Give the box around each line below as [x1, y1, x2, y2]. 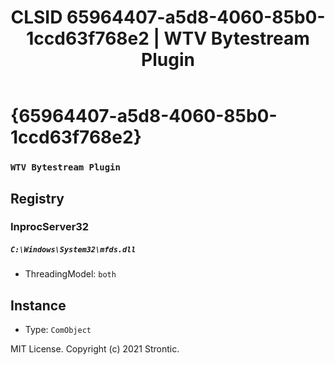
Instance [10, 297, 67, 314]
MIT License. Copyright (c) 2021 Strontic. [10, 343, 180, 355]
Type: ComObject [24, 324, 92, 336]
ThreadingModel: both [24, 268, 117, 280]
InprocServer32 [10, 220, 90, 234]
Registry [10, 190, 65, 207]
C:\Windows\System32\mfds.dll [10, 245, 137, 255]
